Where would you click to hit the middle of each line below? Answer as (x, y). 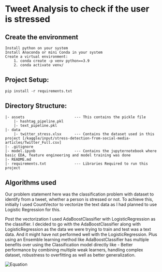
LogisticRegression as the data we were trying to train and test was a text (78, 229)
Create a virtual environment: (37, 57)
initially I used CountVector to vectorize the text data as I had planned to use (81, 205)
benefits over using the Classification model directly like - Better (69, 245)
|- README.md (18, 159)
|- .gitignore (19, 147)
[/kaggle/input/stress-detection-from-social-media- (77, 138)
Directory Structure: (36, 106)
